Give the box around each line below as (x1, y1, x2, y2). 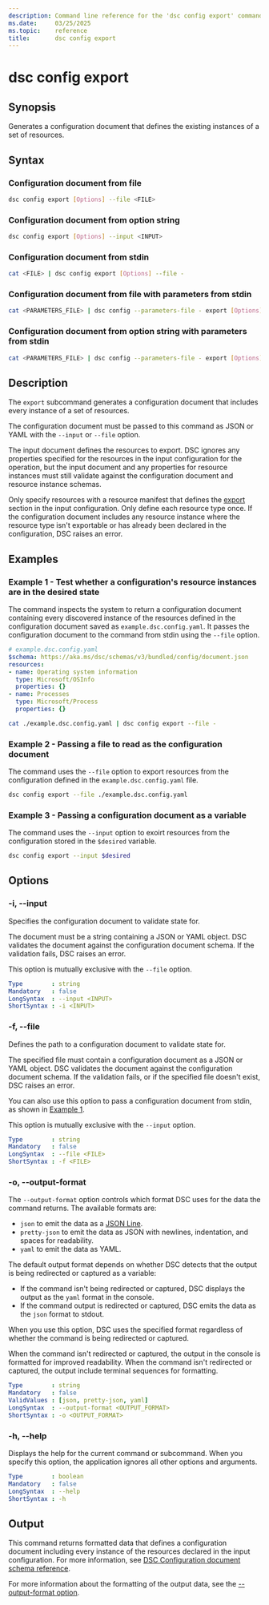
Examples (8, 552, 58, 565)
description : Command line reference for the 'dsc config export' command (8, 11, 263, 20)
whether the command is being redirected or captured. (8, 1333, 190, 1343)
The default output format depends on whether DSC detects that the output (8, 1260, 258, 1269)
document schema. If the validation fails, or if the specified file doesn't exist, (8, 1072, 260, 1081)
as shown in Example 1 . (8, 1104, 86, 1114)
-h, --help (8, 1430, 47, 1442)
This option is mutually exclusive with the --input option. (8, 1120, 196, 1129)
